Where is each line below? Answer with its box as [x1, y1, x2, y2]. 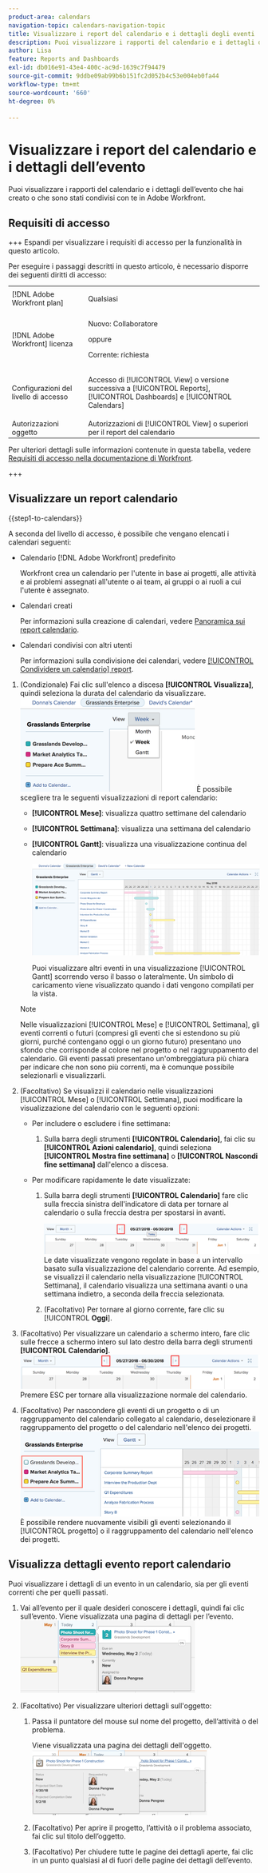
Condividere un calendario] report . [19, 664, 134, 673]
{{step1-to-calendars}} [8, 513, 83, 523]
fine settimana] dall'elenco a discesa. [43, 1160, 169, 1169]
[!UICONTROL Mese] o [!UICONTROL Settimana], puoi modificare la [19, 1094, 243, 1104]
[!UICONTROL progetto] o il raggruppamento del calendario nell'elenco [19, 1526, 254, 1536]
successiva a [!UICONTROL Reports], [87, 384, 211, 393]
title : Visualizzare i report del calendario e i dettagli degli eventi [8, 30, 255, 38]
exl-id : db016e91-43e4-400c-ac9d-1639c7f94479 [8, 64, 166, 72]
